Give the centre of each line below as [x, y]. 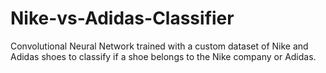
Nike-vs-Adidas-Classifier [122, 18]
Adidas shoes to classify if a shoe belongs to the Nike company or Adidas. [163, 56]
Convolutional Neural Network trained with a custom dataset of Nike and [159, 46]
